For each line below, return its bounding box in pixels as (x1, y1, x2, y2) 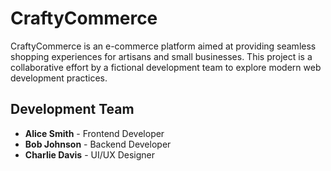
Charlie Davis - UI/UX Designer (24, 148, 155, 161)
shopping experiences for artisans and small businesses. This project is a (10, 50, 313, 62)
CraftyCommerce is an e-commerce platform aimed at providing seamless (10, 40, 317, 52)
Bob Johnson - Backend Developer (24, 138, 172, 150)
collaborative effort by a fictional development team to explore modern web (10, 61, 322, 73)
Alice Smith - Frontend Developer (24, 127, 165, 139)
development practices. (10, 72, 108, 84)
